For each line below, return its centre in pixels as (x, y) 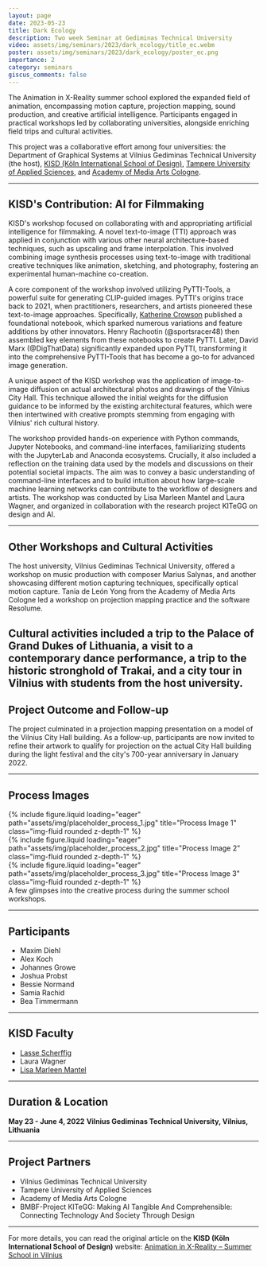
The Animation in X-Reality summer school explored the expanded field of (129, 97)
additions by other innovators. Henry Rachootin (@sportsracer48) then (124, 331)
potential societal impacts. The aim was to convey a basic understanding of (132, 472)
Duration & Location (58, 1102)
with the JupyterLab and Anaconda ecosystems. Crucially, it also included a (132, 455)
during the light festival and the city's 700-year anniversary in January (124, 754)
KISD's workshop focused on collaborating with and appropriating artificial (130, 223)
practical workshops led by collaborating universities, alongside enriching (129, 122)
